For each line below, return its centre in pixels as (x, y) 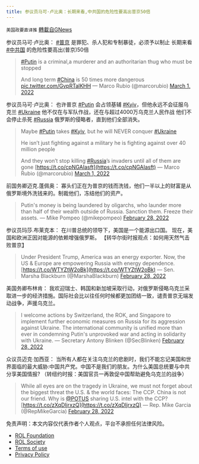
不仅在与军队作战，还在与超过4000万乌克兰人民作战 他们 (117, 112)
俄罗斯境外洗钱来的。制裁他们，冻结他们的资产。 (66, 193)
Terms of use (31, 448)
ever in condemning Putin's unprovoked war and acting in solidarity (103, 334)
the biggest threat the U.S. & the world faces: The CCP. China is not (103, 392)
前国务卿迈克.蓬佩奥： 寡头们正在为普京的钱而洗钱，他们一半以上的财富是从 (99, 185)
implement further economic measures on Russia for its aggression (103, 321)
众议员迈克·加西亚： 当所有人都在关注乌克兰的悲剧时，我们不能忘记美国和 (96, 359)
